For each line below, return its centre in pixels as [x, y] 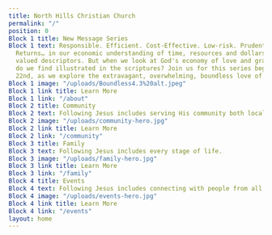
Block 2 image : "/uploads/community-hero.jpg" [88, 121]
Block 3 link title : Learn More [63, 166]
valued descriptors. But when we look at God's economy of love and [134, 61]
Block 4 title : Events [47, 181]
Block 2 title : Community [52, 106]
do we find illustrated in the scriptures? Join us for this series [134, 69]
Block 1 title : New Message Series [68, 38]
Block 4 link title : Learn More [63, 204]
